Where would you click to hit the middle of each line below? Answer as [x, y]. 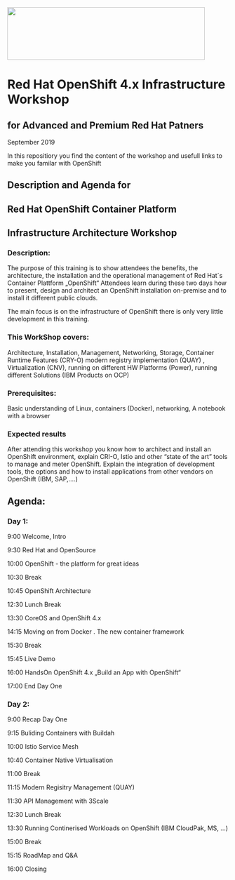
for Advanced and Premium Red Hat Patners [106, 125]
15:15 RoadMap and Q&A [43, 855]
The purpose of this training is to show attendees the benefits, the [103, 268]
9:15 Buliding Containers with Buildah [61, 733]
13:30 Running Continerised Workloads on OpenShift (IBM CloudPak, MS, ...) [118, 828]
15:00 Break [25, 842]
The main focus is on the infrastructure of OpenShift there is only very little [115, 312]
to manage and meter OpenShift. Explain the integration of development [111, 464]
